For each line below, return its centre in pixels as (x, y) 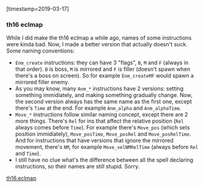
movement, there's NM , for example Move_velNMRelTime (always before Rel (107, 147)
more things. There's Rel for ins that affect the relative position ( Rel (100, 121)
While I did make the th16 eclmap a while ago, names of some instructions (99, 38)
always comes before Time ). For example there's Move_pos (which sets (102, 128)
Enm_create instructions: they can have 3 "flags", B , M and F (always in (102, 63)
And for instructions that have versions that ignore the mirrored (94, 140)
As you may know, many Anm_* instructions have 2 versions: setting (99, 89)
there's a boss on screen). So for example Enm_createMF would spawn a (104, 76)
